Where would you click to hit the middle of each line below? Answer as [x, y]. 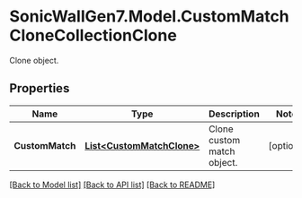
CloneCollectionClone [93, 35]
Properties [40, 88]
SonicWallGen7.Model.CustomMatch [149, 17]
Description [234, 114]
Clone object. [34, 60]
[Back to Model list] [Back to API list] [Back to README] [112, 185]
